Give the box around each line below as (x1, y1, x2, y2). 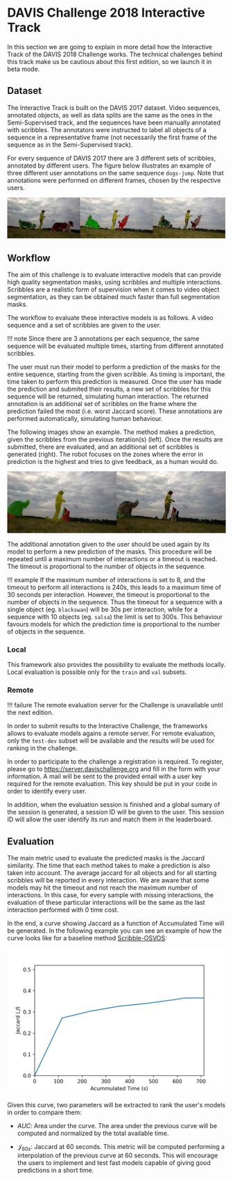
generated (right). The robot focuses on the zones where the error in (7, 450, 203, 458)
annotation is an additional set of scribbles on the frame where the (7, 399, 197, 408)
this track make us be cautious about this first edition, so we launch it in (7, 57, 212, 65)
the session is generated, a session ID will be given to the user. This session (7, 808, 224, 817)
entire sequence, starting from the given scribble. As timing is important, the (7, 370, 225, 378)
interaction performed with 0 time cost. (7, 906, 119, 914)
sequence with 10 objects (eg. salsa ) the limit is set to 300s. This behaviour (7, 612, 223, 620)
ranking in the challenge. (7, 744, 78, 753)
